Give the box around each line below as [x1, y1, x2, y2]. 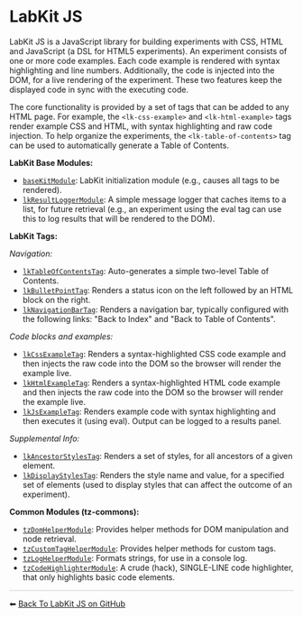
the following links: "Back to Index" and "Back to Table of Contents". [22, 313, 277, 324]
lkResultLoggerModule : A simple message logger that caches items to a [22, 194, 287, 205]
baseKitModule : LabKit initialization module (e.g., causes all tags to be [22, 174, 280, 186]
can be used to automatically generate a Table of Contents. [9, 140, 230, 151]
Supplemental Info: [9, 433, 80, 444]
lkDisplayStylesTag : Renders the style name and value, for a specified [22, 469, 285, 480]
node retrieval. [22, 533, 77, 544]
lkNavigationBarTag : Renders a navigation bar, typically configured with [22, 304, 289, 315]
